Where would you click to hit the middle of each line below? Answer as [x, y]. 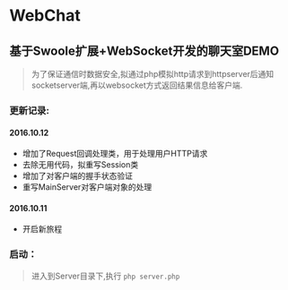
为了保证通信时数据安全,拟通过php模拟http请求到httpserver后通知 [153, 74]
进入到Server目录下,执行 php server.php [105, 276]
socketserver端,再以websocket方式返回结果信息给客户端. [137, 85]
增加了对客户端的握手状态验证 [77, 176]
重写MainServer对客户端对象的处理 [87, 187]
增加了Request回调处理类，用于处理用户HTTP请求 [115, 154]
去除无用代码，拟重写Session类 [80, 165]
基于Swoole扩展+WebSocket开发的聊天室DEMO [144, 51]
